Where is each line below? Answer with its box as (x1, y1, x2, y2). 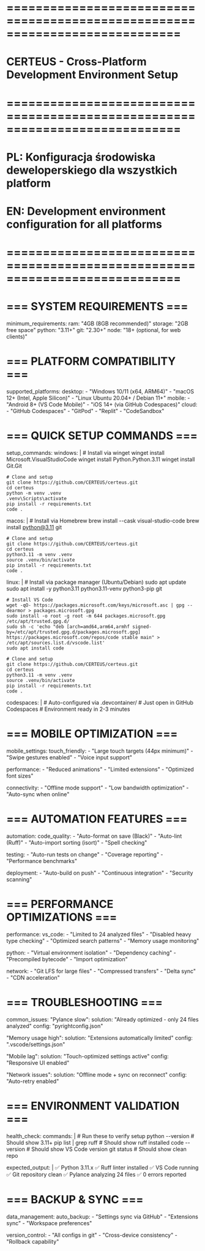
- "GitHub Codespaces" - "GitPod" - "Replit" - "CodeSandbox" (6, 408, 165, 414)
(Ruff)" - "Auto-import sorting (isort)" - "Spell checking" (6, 839, 147, 846)
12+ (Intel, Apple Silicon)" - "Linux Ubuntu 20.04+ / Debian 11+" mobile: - (6, 394, 190, 401)
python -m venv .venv (6, 490, 62, 496)
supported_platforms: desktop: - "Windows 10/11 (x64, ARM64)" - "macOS (6, 388, 195, 395)
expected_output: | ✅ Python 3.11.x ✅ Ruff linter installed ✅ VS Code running (6, 1164, 199, 1171)
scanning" (6, 875, 32, 883)
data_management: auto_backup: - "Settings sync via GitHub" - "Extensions (6, 1213, 199, 1220)
